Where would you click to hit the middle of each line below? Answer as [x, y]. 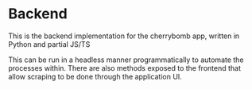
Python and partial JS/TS [49, 44]
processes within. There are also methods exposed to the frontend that [124, 68]
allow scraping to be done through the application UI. [95, 76]
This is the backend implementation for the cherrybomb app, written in [124, 36]
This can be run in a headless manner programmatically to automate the [126, 60]
